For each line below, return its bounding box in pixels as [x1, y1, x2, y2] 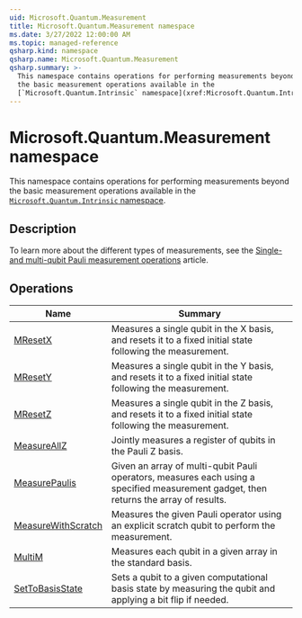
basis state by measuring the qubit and [111, 582, 276, 595]
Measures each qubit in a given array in [111, 545, 279, 558]
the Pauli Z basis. [111, 445, 183, 458]
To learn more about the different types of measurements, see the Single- [9, 245, 283, 256]
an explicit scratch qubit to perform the [111, 519, 276, 532]
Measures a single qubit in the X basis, [111, 323, 274, 336]
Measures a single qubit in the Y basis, [111, 360, 274, 372]
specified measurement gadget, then [111, 482, 268, 495]
